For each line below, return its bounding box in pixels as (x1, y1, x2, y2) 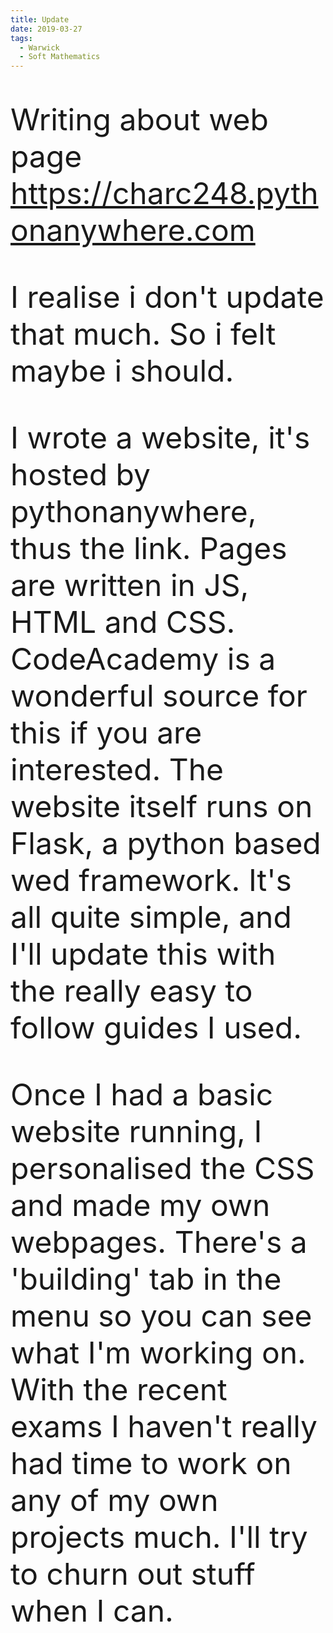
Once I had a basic (10, 1076, 274, 1114)
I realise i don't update (10, 278, 325, 316)
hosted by (10, 456, 152, 494)
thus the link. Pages (10, 529, 288, 568)
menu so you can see (10, 1297, 313, 1335)
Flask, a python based (10, 824, 322, 863)
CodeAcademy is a (10, 640, 277, 678)
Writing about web (10, 101, 269, 139)
